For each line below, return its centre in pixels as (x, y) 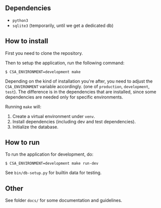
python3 (20, 20)
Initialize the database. (35, 127)
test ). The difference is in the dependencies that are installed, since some (81, 92)
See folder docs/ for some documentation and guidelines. (64, 201)
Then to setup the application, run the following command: (65, 63)
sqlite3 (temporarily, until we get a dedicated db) (63, 25)
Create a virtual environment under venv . (54, 116)
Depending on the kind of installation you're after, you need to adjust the (79, 81)
